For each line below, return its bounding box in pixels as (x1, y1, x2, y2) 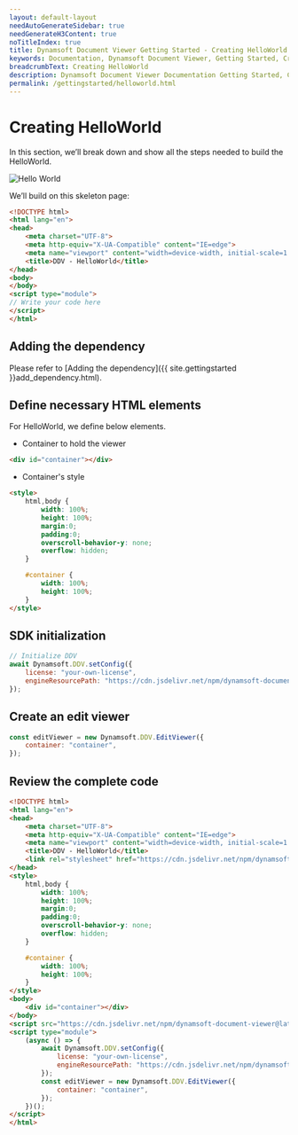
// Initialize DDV (9, 652, 77, 661)
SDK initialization (9, 628, 106, 643)
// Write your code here (9, 298, 101, 307)
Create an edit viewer (9, 709, 130, 724)
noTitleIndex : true (9, 37, 82, 47)
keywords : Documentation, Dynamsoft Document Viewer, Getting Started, (9, 54, 279, 63)
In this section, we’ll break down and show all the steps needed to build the (9, 146, 284, 157)
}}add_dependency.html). (9, 372, 102, 382)
